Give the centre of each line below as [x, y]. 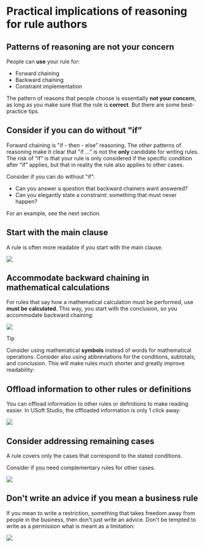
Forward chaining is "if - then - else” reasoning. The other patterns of [94, 145]
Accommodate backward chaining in [78, 278]
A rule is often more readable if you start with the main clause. [85, 247]
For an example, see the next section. [54, 213]
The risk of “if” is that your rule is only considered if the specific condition [99, 158]
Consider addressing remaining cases [80, 441]
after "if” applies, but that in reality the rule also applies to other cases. [95, 165]
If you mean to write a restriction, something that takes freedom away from [101, 513]
